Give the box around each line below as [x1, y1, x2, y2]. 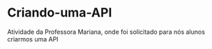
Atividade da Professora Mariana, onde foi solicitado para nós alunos [7, 28, 206, 36]
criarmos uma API [7, 35, 59, 43]
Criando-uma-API [7, 5, 112, 21]
